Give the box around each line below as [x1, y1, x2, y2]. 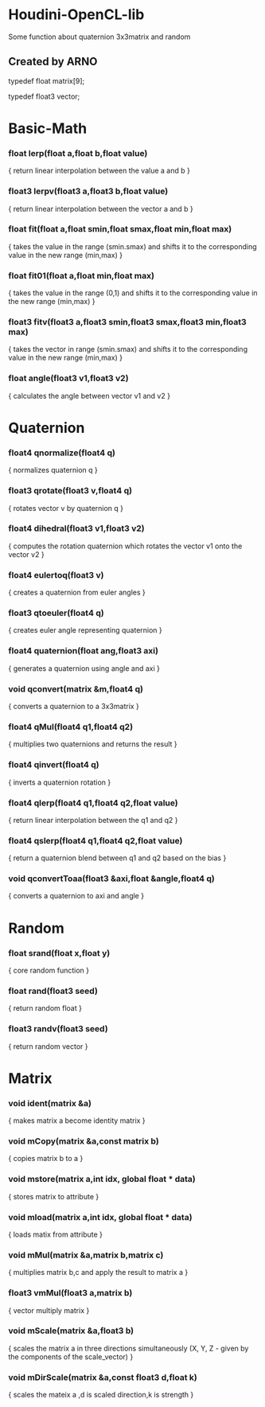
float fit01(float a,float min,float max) [8, 270, 155, 281]
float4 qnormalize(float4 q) [8, 447, 115, 458]
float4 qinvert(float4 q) [8, 759, 99, 770]
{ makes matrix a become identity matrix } [8, 1116, 146, 1125]
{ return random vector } [8, 1041, 89, 1051]
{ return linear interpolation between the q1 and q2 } [8, 815, 178, 824]
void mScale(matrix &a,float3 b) [8, 1325, 134, 1336]
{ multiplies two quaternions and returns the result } [8, 739, 177, 749]
